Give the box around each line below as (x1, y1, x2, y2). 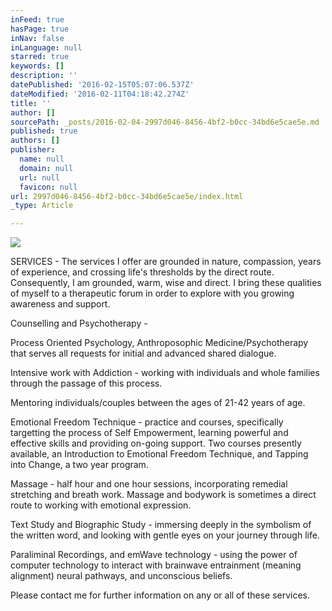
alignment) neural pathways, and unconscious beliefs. (10, 570, 233, 582)
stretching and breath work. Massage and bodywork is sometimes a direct (10, 489, 317, 501)
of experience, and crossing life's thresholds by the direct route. (10, 266, 275, 278)
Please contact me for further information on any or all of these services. (10, 589, 311, 601)
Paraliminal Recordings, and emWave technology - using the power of (10, 549, 298, 561)
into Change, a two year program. (10, 459, 149, 471)
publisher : (10, 145, 56, 155)
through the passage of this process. (10, 377, 163, 390)
